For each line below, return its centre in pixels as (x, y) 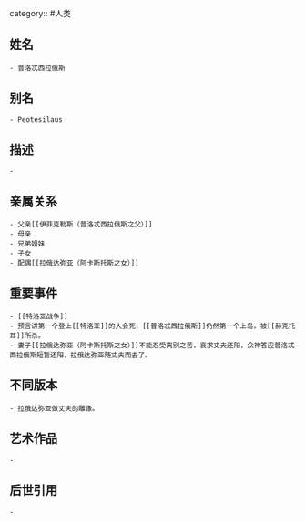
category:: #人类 (40, 13)
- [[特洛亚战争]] (39, 316)
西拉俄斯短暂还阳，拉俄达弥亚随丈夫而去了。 (81, 356)
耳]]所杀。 (27, 336)
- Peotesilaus (36, 120)
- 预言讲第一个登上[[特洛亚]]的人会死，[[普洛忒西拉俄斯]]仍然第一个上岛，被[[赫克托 (152, 326)
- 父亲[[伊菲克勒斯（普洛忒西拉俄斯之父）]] (81, 225)
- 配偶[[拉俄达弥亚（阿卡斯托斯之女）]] (74, 263)
